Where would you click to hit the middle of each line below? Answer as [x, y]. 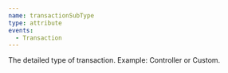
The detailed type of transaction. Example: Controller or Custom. [114, 60]
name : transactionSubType [51, 15]
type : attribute [35, 23]
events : [21, 30]
